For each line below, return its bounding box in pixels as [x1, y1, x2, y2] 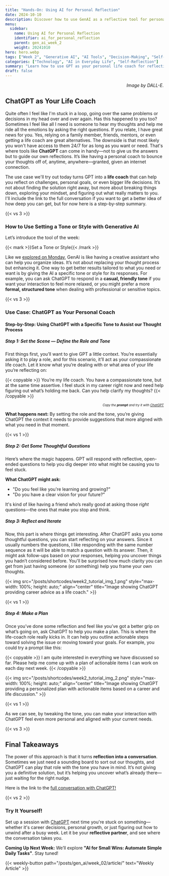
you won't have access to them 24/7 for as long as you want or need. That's [5, 142, 163, 149]
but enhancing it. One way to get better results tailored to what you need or [5, 265, 161, 271]
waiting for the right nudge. [14, 775, 70, 781]
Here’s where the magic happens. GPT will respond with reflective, [5, 456, 143, 462]
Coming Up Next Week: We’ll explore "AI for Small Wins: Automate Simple [5, 845, 162, 851]
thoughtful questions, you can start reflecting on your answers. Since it [5, 536, 152, 542]
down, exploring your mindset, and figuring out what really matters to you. [5, 190, 159, 196]
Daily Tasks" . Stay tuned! [5, 850, 59, 856]
